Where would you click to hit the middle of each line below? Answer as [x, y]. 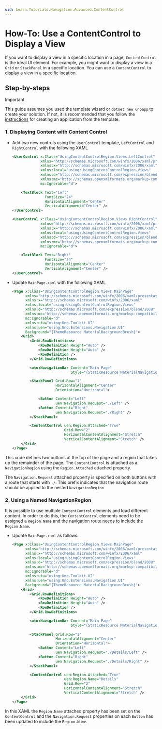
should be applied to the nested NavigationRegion [54, 487]
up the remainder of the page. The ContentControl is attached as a [71, 463]
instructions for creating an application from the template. [62, 119]
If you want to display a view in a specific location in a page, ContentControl [81, 57]
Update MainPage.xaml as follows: [45, 535]
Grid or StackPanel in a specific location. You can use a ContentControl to [78, 67]
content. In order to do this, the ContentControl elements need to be [73, 515]
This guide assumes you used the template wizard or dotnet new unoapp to [79, 109]
